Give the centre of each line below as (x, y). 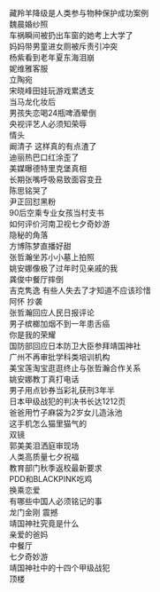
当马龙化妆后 (32, 102)
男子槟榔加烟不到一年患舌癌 (60, 324)
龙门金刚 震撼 (34, 512)
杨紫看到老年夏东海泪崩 (52, 57)
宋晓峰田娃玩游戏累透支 (52, 91)
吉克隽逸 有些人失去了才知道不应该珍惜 (80, 290)
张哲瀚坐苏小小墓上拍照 (52, 257)
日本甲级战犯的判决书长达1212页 (68, 401)
